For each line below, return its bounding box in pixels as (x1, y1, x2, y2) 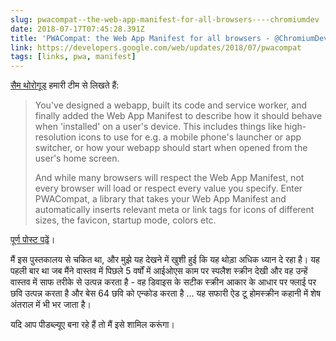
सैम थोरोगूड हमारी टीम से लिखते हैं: (10, 79, 120, 91)
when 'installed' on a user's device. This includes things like (34, 121, 283, 133)
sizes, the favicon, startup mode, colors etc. (34, 214, 217, 226)
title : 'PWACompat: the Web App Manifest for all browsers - (10, 33, 271, 43)
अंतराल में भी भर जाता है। (10, 299, 92, 311)
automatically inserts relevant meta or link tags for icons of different (34, 204, 315, 216)
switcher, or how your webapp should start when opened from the (34, 142, 308, 154)
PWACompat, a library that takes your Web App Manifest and (34, 193, 287, 205)
